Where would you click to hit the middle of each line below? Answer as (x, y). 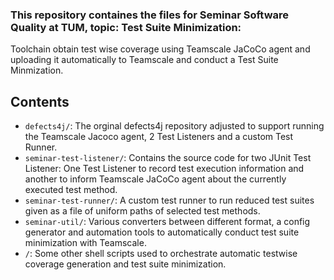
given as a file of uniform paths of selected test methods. (142, 211)
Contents (40, 101)
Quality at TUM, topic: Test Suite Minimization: (126, 27)
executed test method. (71, 190)
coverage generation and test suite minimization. (125, 264)
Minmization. (37, 70)
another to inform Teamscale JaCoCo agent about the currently (155, 179)
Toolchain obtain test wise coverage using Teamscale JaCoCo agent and (160, 49)
